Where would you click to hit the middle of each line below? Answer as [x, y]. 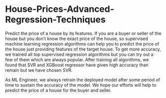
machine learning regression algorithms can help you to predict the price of [82, 44]
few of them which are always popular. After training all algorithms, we [77, 59]
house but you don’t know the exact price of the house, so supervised [77, 39]
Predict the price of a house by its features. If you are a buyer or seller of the [83, 33]
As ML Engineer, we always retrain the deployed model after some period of [83, 80]
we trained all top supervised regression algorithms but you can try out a [79, 54]
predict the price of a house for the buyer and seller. [58, 90]
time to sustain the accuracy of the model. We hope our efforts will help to [81, 85]
